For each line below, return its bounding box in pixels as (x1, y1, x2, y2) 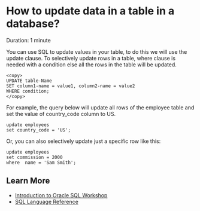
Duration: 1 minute (6, 36, 51, 44)
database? (6, 17, 60, 30)
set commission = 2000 (6, 154, 63, 160)
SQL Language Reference (14, 198, 79, 205)
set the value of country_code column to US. (6, 110, 116, 117)
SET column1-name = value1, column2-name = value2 (6, 82, 135, 89)
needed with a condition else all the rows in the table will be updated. (6, 61, 177, 68)
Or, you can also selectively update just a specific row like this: (6, 137, 161, 145)
